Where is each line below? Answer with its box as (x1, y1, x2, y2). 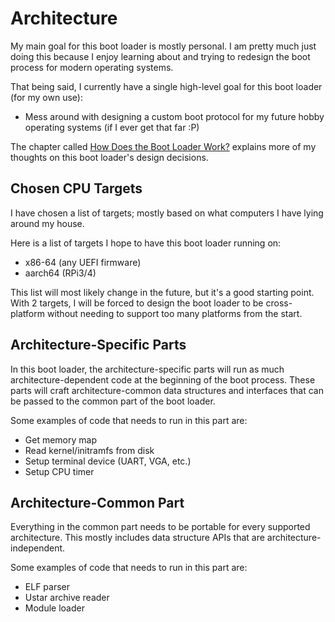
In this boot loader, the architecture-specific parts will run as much (10, 363, 285, 375)
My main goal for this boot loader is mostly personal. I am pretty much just (10, 40, 317, 52)
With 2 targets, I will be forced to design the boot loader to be (10, 297, 264, 309)
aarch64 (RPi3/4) (24, 267, 97, 279)
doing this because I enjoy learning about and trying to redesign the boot (10, 50, 311, 62)
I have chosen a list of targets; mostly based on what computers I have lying (10, 207, 324, 219)
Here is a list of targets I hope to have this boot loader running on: (10, 237, 282, 249)
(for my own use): (10, 91, 83, 103)
